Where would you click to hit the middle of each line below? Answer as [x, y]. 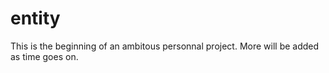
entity [35, 18]
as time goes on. [44, 56]
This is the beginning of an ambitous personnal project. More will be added [165, 46]
